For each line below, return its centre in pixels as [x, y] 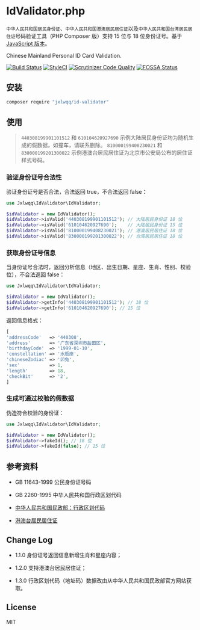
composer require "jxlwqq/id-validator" [58, 102]
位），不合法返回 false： [36, 274]
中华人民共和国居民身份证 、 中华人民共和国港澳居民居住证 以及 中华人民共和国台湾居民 [97, 28]
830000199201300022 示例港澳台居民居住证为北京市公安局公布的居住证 [107, 153]
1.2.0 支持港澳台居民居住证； [51, 567]
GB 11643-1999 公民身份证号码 [53, 482]
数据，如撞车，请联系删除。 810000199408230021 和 [100, 145]
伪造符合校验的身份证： [35, 413]
